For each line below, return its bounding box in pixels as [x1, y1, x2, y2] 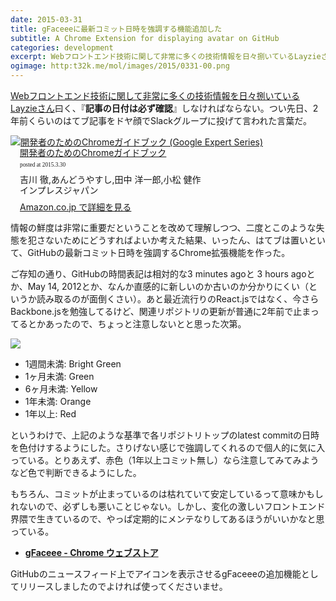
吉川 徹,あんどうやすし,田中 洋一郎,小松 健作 [19, 174, 202, 185]
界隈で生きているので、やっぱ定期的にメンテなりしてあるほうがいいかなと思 [10, 513, 325, 525]
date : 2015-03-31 [10, 14, 83, 25]
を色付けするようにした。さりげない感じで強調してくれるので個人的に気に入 [10, 442, 326, 454]
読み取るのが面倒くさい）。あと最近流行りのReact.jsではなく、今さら [36, 293, 320, 305]
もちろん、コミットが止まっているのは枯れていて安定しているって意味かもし [10, 488, 324, 500]
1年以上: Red [24, 408, 77, 420]
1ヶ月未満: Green [24, 371, 95, 383]
